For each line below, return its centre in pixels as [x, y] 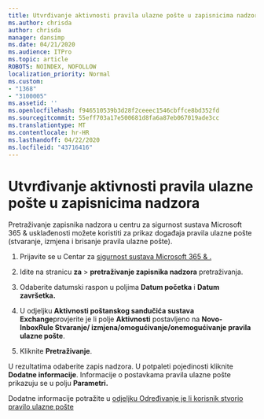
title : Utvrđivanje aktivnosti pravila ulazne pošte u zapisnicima [121, 15]
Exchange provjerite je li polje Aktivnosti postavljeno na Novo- [121, 319]
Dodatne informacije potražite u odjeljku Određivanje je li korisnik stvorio [126, 399]
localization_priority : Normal [59, 74]
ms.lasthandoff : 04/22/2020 [54, 140]
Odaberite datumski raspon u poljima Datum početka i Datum [119, 287]
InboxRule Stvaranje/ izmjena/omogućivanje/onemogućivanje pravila [135, 328]
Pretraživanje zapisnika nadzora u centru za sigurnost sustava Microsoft [125, 224]
